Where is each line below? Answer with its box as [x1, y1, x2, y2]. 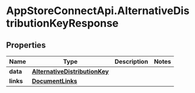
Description [114, 58, 149, 65]
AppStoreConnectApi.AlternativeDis [6, 4, 190, 18]
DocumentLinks [31, 77, 77, 85]
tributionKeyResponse [6, 16, 119, 30]
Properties [6, 40, 46, 50]
